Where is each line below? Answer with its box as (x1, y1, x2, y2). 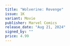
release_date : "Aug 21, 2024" (5, 25, 66, 30)
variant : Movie (5, 16, 36, 21)
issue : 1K (5, 11, 25, 16)
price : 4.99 (5, 34, 29, 39)
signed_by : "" (5, 29, 34, 34)
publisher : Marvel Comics (5, 20, 57, 25)
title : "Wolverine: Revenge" (5, 7, 64, 12)
